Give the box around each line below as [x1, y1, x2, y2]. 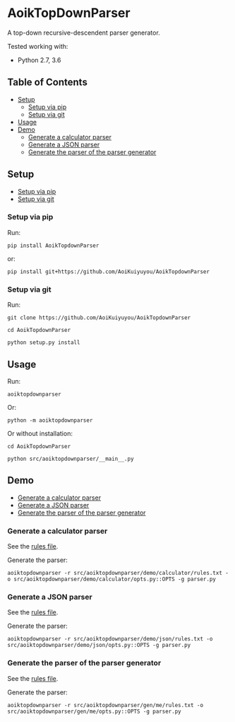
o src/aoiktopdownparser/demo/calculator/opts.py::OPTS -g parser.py [7, 575, 217, 583]
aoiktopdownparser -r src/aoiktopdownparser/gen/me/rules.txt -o [7, 701, 203, 709]
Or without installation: [7, 429, 73, 437]
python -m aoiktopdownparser [7, 416, 93, 424]
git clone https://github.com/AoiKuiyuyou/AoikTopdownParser [7, 314, 191, 321]
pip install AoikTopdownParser [7, 242, 100, 249]
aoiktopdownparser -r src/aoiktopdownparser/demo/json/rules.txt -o [7, 636, 213, 643]
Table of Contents [7, 76, 88, 88]
